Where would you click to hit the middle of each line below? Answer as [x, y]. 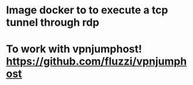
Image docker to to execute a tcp [87, 10]
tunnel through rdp [53, 22]
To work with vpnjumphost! [74, 49]
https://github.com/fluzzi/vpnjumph [96, 61]
